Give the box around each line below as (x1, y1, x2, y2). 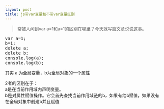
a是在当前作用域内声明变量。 (5, 86, 64, 92)
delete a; (5, 45, 28, 51)
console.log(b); (5, 60, 44, 65)
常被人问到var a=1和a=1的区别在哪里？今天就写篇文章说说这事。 (17, 25, 147, 32)
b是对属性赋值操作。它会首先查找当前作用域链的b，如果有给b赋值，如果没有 (5, 92, 160, 98)
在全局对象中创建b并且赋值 (5, 98, 60, 104)
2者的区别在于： (5, 80, 38, 86)
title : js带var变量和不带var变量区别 (5, 12, 75, 17)
